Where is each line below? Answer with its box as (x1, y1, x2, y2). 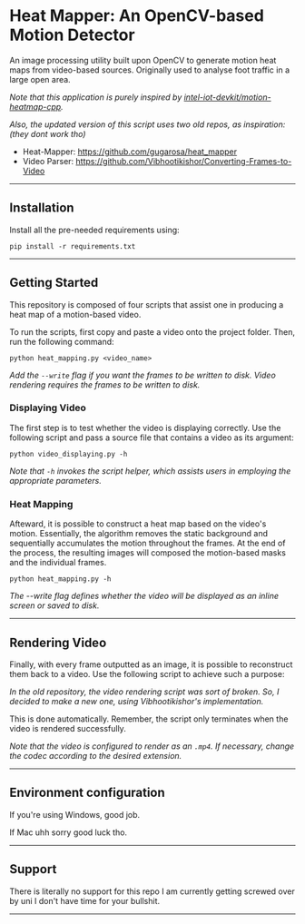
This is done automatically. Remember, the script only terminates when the (9, 713, 289, 724)
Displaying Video (9, 401, 86, 414)
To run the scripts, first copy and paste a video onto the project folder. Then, (9, 326, 295, 337)
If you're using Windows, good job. (9, 809, 141, 820)
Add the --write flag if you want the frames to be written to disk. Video (9, 369, 277, 380)
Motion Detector (9, 25, 135, 45)
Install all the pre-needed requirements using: (9, 224, 180, 235)
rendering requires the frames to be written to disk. (9, 378, 201, 390)
